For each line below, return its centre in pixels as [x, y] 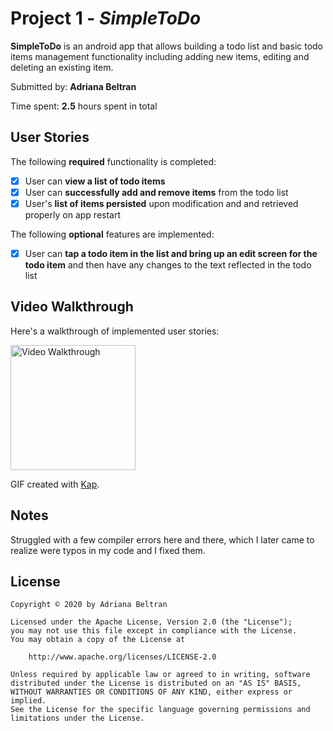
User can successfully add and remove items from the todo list [156, 192]
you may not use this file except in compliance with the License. [154, 631]
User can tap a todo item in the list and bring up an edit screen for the [171, 253]
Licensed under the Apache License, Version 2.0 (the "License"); [151, 622]
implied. [28, 701]
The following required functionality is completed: [113, 161]
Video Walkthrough [72, 307]
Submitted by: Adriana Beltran [73, 86]
